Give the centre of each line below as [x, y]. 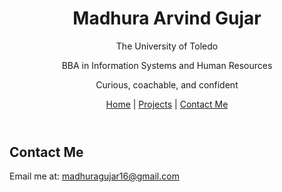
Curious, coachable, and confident [167, 84]
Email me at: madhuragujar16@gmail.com [94, 176]
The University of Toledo [167, 46]
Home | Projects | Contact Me [167, 104]
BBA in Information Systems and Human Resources [167, 65]
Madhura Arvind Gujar [167, 18]
